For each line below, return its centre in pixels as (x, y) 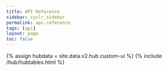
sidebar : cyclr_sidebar (36, 17)
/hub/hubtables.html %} (35, 62)
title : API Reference (33, 12)
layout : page (22, 34)
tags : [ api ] (21, 28)
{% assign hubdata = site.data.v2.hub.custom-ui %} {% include (84, 56)
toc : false (20, 39)
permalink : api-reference (38, 22)
